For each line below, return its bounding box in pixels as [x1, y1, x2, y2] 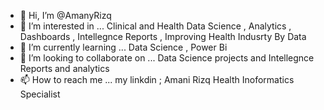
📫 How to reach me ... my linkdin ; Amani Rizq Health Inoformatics [19, 74, 295, 85]
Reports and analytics [19, 63, 110, 74]
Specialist [19, 88, 61, 100]
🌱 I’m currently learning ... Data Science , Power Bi [19, 41, 228, 53]
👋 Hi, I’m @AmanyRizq [19, 10, 112, 21]
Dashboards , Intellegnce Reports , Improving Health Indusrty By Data [19, 31, 307, 42]
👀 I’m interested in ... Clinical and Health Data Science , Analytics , [19, 20, 292, 32]
